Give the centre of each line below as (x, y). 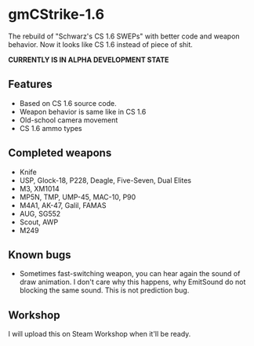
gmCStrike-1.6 (56, 15)
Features (30, 84)
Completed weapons (60, 153)
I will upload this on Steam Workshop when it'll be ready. (100, 334)
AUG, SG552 (40, 213)
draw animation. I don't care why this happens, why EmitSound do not (132, 282)
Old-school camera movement (69, 120)
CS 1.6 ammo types (51, 128)
